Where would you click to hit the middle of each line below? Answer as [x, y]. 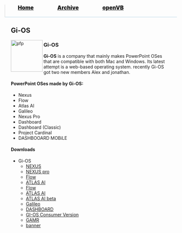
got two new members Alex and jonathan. [87, 72]
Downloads [23, 149]
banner [33, 225]
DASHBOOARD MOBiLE [43, 138]
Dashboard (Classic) [40, 127]
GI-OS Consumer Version [52, 215]
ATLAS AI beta [41, 199]
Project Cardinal [35, 132]
